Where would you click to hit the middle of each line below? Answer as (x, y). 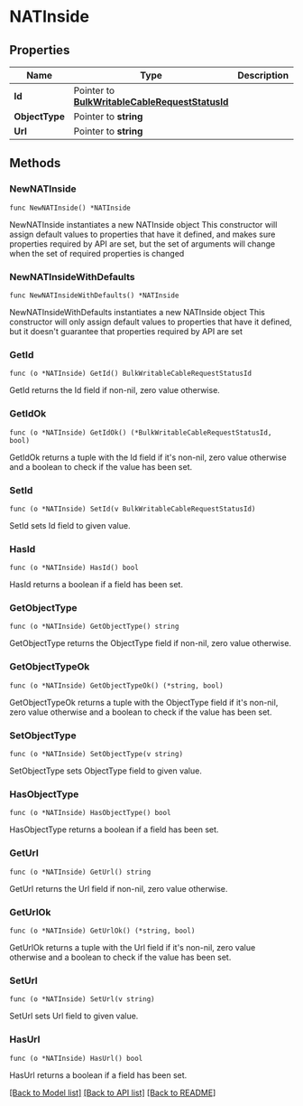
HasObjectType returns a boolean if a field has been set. (114, 829)
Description (263, 75)
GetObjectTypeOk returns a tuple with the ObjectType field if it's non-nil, (144, 702)
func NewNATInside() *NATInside (70, 208)
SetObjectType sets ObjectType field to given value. (106, 771)
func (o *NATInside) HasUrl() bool (76, 1058)
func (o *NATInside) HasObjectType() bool (90, 813)
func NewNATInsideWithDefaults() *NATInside (94, 295)
